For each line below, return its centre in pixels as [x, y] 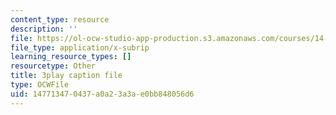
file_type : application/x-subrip [80, 47]
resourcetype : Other [53, 66]
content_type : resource [60, 19]
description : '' [44, 29]
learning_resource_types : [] [71, 57]
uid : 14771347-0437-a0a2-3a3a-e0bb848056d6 [102, 94]
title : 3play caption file [66, 76]
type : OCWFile [40, 85]
